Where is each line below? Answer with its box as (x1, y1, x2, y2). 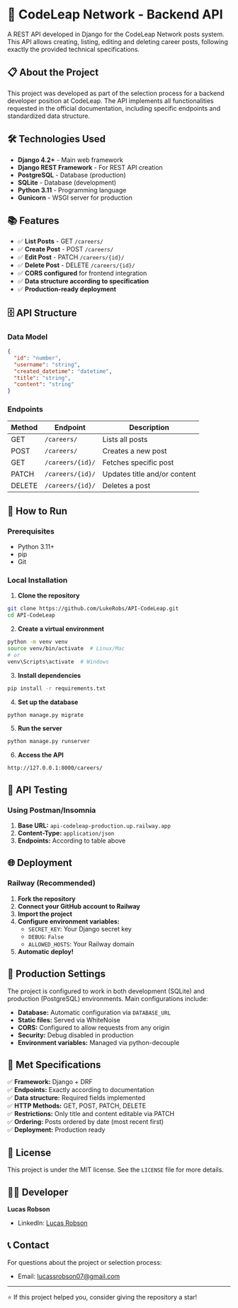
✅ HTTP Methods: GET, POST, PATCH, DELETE (7, 1101, 147, 1110)
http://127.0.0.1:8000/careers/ (7, 764, 103, 772)
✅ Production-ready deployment (17, 285, 117, 293)
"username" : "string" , (13, 361, 81, 368)
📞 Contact (7, 1239, 50, 1251)
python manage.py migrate (7, 711, 84, 718)
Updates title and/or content (102, 469, 196, 479)
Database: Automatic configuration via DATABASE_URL (17, 1008, 171, 1017)
